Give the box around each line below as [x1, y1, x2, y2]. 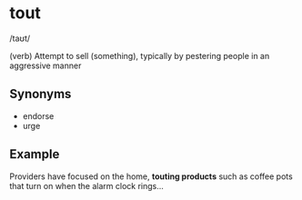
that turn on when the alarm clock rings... [9, 180, 164, 191]
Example [9, 146, 60, 162]
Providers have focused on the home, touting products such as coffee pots [9, 171, 293, 182]
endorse [22, 110, 55, 121]
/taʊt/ [9, 33, 31, 44]
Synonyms [9, 86, 72, 102]
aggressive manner [9, 60, 82, 71]
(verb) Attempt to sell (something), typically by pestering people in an [9, 50, 270, 61]
